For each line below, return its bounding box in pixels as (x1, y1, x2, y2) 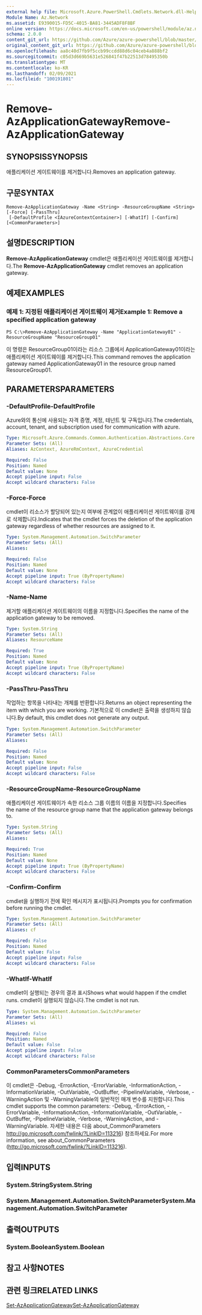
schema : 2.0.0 (6, 31, 42, 37)
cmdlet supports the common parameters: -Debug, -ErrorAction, (6, 1102, 167, 1109)
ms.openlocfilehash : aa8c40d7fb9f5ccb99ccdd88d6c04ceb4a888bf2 (6, 48, 168, 54)
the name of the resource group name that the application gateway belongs (6, 806, 194, 814)
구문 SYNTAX (6, 187, 55, 198)
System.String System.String (6, 1181, 93, 1189)
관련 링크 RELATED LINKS (6, 1285, 98, 1296)
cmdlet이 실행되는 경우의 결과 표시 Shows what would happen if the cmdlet (6, 989, 187, 996)
